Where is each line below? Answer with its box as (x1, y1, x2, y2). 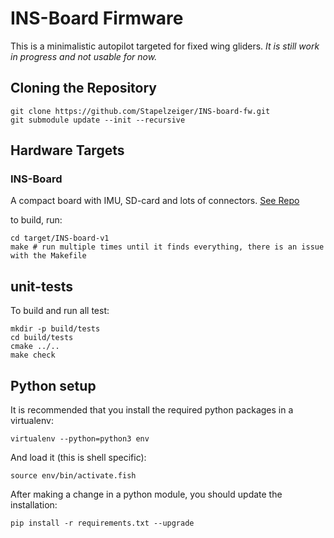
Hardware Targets (10, 142, 125, 159)
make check (10, 350, 56, 361)
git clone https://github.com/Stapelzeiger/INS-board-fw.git (10, 106, 271, 116)
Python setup (10, 377, 97, 394)
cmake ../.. (10, 342, 60, 352)
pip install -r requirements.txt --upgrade (10, 518, 195, 529)
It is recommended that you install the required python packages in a (10, 404, 294, 416)
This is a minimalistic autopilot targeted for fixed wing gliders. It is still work (10, 40, 320, 52)
